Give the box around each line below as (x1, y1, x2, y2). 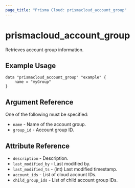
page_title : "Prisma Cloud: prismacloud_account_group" (5, 7, 127, 13)
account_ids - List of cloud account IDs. (12, 172, 97, 177)
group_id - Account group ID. (12, 127, 74, 133)
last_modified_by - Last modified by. (12, 161, 91, 166)
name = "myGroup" (14, 79, 52, 85)
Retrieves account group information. (5, 47, 84, 53)
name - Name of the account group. (12, 121, 86, 128)
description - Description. (12, 155, 69, 161)
